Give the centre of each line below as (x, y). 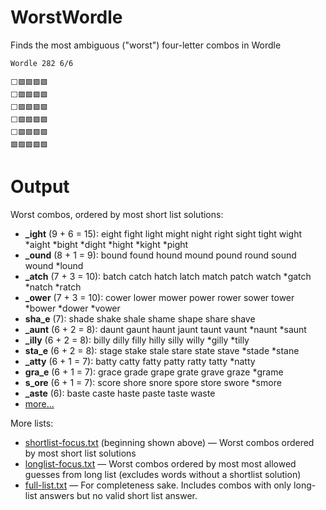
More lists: (32, 423)
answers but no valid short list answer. (118, 495)
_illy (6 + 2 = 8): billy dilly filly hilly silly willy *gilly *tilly (137, 340)
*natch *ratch (53, 287)
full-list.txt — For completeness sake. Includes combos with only (158, 485)
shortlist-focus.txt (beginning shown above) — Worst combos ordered (169, 442)
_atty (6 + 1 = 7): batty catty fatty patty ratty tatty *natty (140, 361)
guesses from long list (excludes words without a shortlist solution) (163, 474)
